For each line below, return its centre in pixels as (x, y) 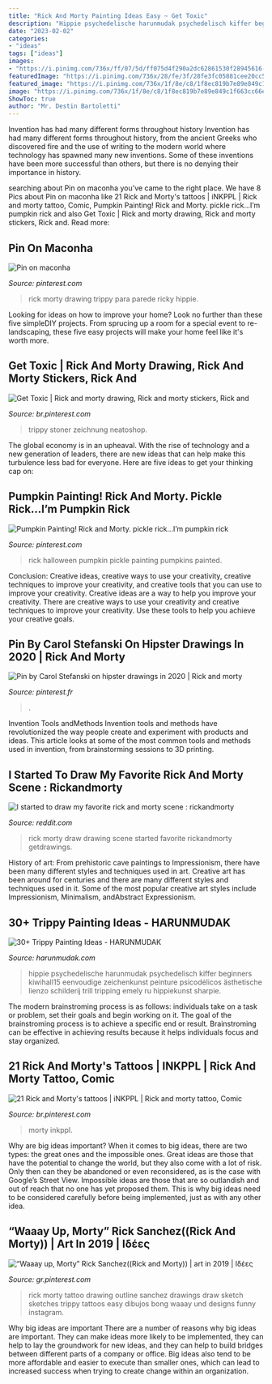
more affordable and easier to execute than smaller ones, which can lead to (134, 1362)
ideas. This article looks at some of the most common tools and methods (130, 741)
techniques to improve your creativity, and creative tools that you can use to (135, 584)
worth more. (29, 340)
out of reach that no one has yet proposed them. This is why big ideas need (134, 1189)
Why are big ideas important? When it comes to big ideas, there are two (128, 1145)
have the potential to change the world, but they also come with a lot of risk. (135, 1163)
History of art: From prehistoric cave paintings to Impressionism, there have (134, 863)
